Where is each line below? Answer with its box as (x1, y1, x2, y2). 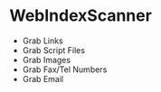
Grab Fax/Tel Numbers (22, 64, 108, 75)
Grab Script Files (22, 44, 86, 55)
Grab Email (22, 73, 64, 84)
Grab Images (22, 54, 71, 65)
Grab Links (22, 35, 63, 46)
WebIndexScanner (9, 5, 152, 26)
